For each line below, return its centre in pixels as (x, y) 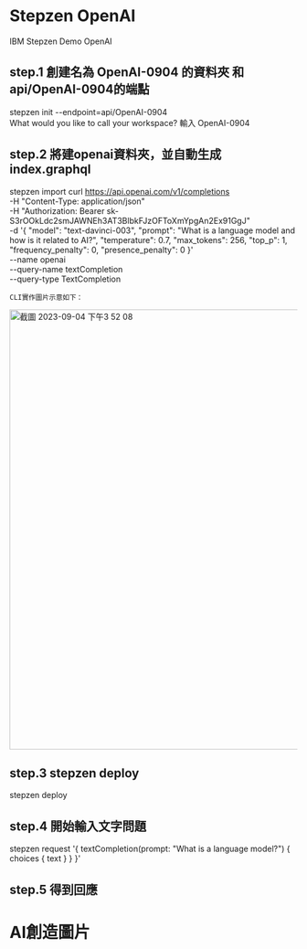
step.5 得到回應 (53, 889)
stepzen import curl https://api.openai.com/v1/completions (120, 191)
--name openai (38, 259)
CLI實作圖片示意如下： (47, 297)
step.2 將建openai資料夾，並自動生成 (116, 155)
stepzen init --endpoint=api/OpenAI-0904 (89, 112)
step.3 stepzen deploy (74, 773)
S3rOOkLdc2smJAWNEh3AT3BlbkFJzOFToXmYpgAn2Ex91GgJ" (130, 220)
